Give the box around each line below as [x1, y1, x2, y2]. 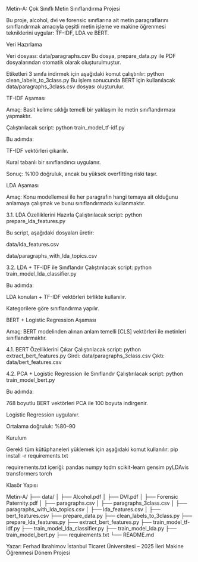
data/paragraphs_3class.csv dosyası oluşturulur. [6, 83, 125, 90]
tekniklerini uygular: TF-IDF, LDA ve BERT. [6, 29, 109, 36]
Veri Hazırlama [6, 41, 43, 48]
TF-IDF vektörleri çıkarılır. [6, 147, 68, 154]
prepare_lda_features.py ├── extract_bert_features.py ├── [6, 518, 152, 526]
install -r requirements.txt [6, 452, 68, 459]
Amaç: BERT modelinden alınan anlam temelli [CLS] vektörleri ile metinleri [6, 328, 186, 335]
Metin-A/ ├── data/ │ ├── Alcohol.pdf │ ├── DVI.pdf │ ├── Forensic [6, 493, 178, 500]
